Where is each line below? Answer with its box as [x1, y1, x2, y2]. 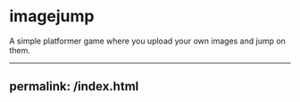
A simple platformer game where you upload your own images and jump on [9, 35, 286, 46]
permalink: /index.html [9, 79, 139, 94]
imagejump [9, 6, 95, 27]
